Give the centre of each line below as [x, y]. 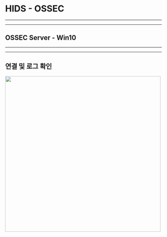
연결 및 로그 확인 [29, 66]
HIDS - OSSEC [35, 9]
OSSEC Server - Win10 [41, 38]
